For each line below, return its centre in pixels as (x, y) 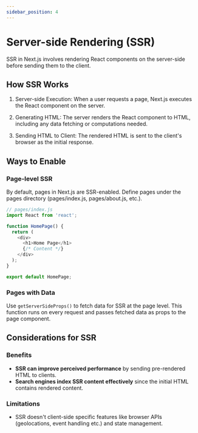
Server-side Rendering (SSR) (81, 42)
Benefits (19, 355)
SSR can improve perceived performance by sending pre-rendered (100, 368)
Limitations (23, 404)
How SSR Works (37, 84)
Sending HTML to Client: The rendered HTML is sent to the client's (98, 136)
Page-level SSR (29, 178)
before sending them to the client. (49, 65)
